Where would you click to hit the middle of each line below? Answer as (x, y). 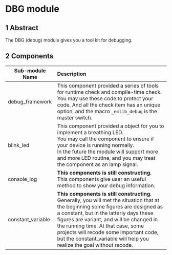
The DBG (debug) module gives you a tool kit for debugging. (69, 40)
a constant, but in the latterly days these (105, 213)
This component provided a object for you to (111, 126)
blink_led (19, 145)
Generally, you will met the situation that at (108, 200)
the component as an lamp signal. (98, 164)
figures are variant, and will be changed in (107, 219)
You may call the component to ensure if (106, 139)
